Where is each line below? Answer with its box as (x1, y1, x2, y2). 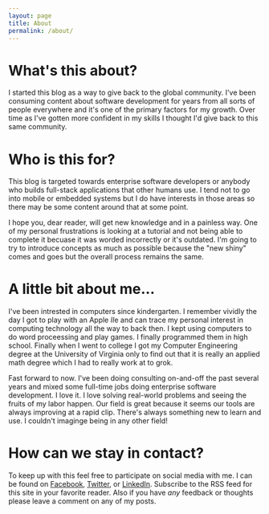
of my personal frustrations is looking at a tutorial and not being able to (8, 226, 243, 236)
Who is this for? (8, 150, 116, 169)
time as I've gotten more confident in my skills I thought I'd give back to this (8, 113, 259, 123)
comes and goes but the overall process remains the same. (8, 252, 205, 262)
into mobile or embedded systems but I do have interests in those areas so (8, 194, 255, 203)
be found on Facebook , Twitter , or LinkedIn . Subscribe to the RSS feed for (8, 479, 253, 489)
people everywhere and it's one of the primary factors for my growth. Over (8, 105, 255, 115)
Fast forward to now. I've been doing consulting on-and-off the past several (8, 373, 259, 383)
